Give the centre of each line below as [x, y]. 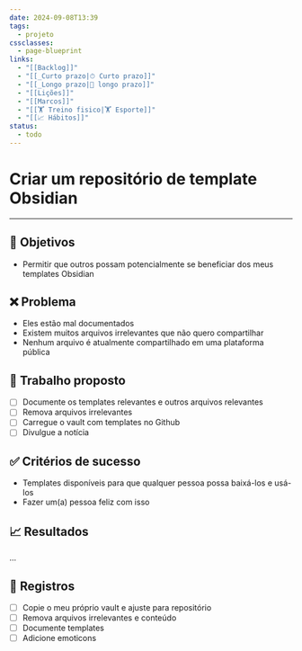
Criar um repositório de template [133, 179]
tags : [19, 26]
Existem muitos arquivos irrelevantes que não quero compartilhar [143, 333]
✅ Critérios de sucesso [75, 461]
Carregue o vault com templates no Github [101, 423]
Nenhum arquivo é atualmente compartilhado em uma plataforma [143, 343]
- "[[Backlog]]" [48, 68]
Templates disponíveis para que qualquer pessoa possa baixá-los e [147, 483]
